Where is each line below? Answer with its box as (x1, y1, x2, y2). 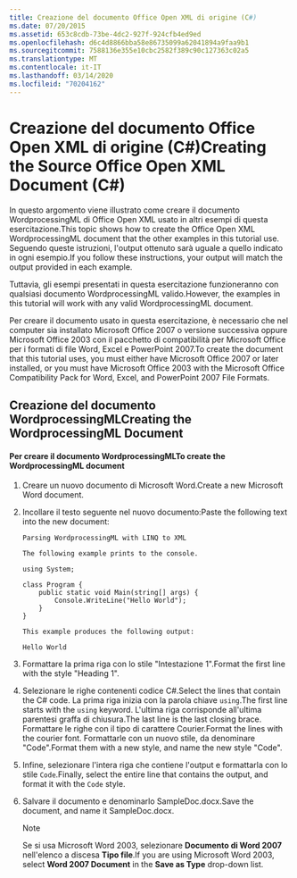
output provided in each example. (9, 261, 133, 272)
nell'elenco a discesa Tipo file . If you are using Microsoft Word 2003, (21, 849, 275, 860)
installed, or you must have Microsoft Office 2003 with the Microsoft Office (9, 363, 285, 373)
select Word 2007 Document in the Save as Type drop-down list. (21, 859, 264, 870)
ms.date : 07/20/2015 (9, 21, 87, 30)
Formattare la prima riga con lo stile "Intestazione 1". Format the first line (21, 658, 285, 670)
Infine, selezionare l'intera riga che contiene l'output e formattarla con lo (21, 760, 288, 771)
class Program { (21, 581, 83, 590)
